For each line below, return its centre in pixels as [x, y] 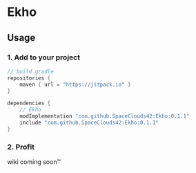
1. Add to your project [44, 57]
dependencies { [29, 103]
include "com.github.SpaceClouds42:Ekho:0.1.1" [89, 122]
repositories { [29, 78]
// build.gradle [30, 71]
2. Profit [21, 147]
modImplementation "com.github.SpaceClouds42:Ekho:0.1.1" [105, 116]
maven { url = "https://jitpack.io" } [75, 84]
